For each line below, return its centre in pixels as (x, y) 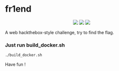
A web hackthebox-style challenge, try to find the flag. (59, 32)
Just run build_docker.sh (35, 45)
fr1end (18, 9)
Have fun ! (15, 65)
